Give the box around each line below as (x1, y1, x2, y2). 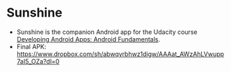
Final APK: (16, 42, 47, 51)
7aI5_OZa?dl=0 (16, 57, 60, 65)
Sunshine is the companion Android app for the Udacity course (16, 28, 198, 36)
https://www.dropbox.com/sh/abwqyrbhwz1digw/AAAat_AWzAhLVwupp (16, 50, 224, 58)
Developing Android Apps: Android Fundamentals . (16, 35, 161, 43)
